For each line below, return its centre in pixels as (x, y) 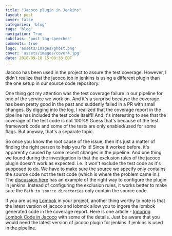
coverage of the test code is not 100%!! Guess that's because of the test (82, 121)
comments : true (22, 44)
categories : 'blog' (26, 24)
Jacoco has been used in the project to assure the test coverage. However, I (86, 72)
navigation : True (24, 34)
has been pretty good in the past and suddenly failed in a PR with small (80, 104)
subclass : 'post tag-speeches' (39, 39)
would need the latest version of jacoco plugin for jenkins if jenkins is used (84, 223)
